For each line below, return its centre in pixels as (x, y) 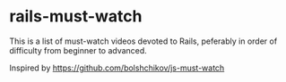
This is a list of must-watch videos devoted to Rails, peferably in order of (143, 41)
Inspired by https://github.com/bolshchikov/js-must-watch (117, 68)
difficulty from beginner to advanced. (78, 50)
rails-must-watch (76, 16)
